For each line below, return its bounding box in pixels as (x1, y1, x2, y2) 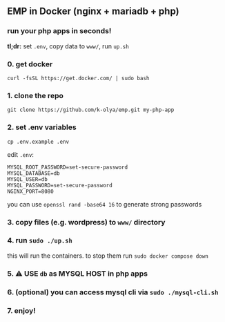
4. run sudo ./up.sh (7, 236, 72, 245)
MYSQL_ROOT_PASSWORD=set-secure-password (7, 164, 128, 171)
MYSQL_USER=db (7, 176, 48, 182)
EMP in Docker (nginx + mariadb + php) (7, 6, 179, 17)
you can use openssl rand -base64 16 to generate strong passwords (7, 200, 202, 208)
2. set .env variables (7, 122, 77, 132)
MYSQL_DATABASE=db (7, 169, 60, 177)
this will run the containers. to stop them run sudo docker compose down (7, 252, 208, 260)
